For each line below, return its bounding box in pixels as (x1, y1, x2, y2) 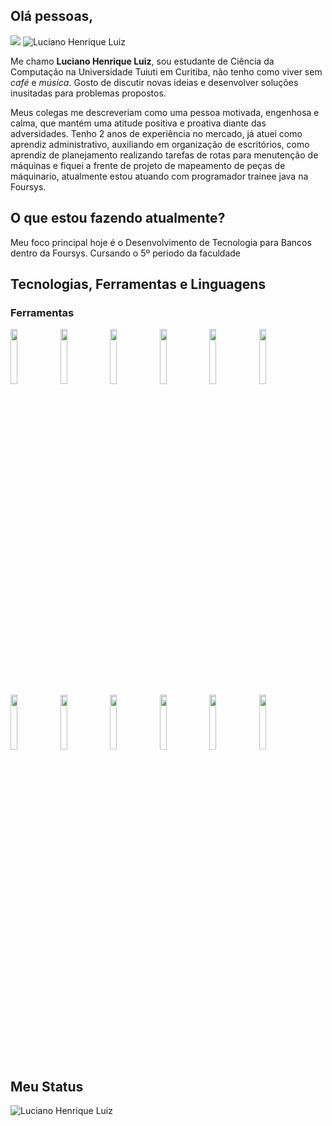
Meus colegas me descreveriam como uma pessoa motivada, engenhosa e (10, 106, 320, 118)
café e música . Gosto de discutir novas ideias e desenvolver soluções (10, 76, 299, 88)
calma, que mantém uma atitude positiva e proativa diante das (10, 117, 267, 129)
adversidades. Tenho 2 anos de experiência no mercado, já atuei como (10, 127, 303, 139)
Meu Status (10, 1078, 84, 1095)
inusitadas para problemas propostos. (10, 87, 167, 99)
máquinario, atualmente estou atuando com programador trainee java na (10, 170, 309, 182)
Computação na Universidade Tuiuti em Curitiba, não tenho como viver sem (10, 65, 323, 78)
